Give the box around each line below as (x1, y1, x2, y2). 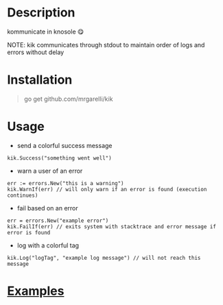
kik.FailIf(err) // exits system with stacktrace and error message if (7, 223, 216, 230)
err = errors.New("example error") (7, 217, 109, 224)
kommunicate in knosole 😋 (7, 27, 84, 36)
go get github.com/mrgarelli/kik (23, 95, 113, 103)
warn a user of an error (16, 167, 83, 175)
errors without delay (7, 48, 64, 56)
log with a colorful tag (16, 241, 80, 249)
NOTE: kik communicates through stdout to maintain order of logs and (7, 40, 205, 49)
